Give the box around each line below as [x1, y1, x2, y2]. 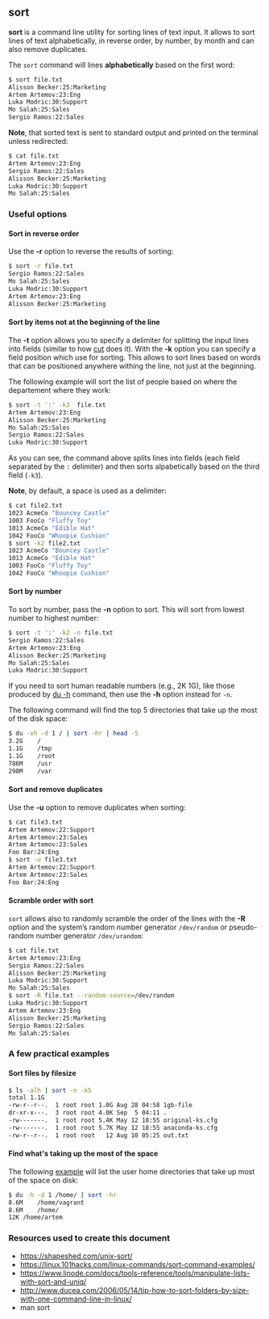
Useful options [8, 209, 68, 220]
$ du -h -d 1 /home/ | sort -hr [8, 1190, 117, 1199]
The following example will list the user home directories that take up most [8, 1166, 255, 1176]
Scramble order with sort [8, 895, 94, 905]
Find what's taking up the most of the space [8, 1148, 159, 1158]
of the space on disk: [8, 1175, 79, 1185]
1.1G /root [8, 752, 56, 760]
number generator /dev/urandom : [35, 930, 143, 940]
